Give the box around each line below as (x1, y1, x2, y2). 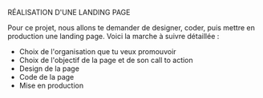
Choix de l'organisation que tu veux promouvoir (18, 47, 177, 56)
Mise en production (18, 80, 84, 90)
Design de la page (18, 64, 79, 73)
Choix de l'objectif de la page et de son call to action (18, 56, 193, 65)
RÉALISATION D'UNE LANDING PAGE (7, 8, 131, 17)
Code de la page (18, 73, 75, 81)
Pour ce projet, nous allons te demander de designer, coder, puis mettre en (7, 23, 256, 32)
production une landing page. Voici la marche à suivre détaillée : (7, 32, 220, 41)
